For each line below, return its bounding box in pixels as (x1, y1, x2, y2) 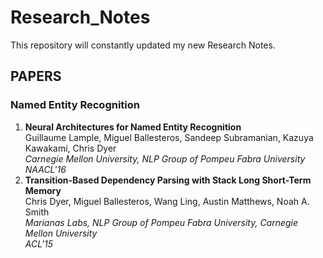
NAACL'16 (24, 163, 67, 175)
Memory (24, 184, 62, 196)
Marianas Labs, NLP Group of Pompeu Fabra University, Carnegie (24, 216, 299, 228)
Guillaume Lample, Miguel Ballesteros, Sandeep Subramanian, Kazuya (24, 131, 314, 143)
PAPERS (10, 68, 62, 85)
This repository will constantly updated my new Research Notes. (10, 39, 276, 51)
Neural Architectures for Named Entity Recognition (24, 121, 242, 133)
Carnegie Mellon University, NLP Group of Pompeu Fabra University (24, 152, 306, 165)
